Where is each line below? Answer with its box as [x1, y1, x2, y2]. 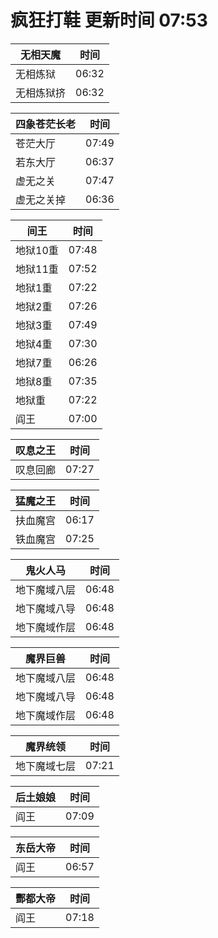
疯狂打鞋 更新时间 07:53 [10, 9, 208, 32]
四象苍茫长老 [15, 117, 77, 131]
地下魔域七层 [15, 759, 77, 773]
